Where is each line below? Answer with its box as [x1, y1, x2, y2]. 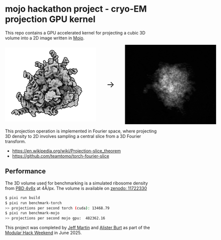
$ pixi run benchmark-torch [5, 201, 62, 205]
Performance [5, 167, 46, 176]
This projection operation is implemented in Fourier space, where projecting [5, 128, 157, 134]
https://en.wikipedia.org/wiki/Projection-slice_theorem [12, 148, 121, 154]
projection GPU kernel [5, 14, 96, 25]
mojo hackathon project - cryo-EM [5, 3, 147, 15]
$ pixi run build [5, 195, 40, 200]
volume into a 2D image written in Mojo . [5, 35, 85, 41]
